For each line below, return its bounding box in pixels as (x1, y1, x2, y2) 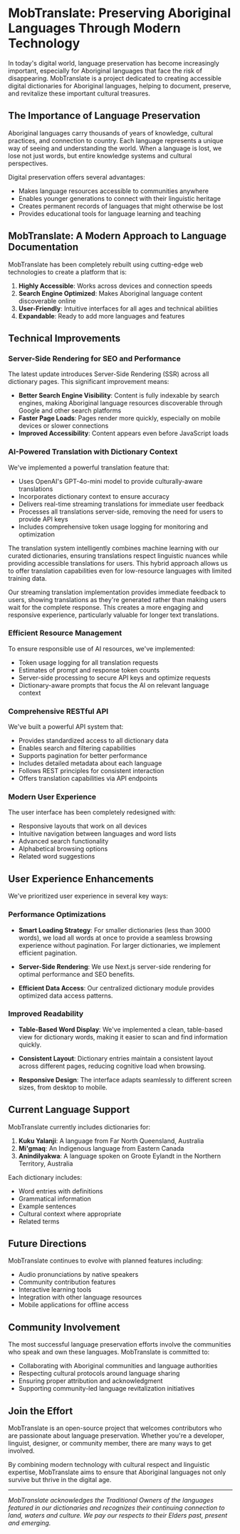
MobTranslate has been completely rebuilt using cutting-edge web (8, 260, 204, 269)
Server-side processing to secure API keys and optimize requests (18, 673, 211, 682)
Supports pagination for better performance (18, 752, 148, 760)
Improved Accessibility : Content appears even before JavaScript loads (18, 429, 229, 437)
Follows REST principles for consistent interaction (18, 767, 165, 775)
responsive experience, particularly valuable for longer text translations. (8, 611, 219, 619)
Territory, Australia (18, 1159, 73, 1168)
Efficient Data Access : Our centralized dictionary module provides (18, 983, 214, 992)
